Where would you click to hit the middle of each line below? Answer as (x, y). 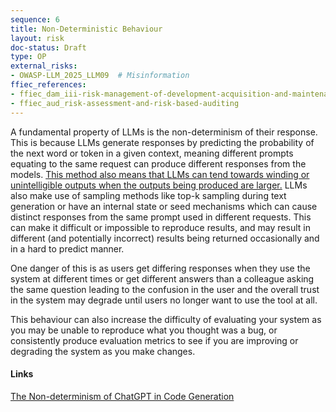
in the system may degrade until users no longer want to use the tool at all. (164, 300)
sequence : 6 (35, 19)
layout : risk (37, 38)
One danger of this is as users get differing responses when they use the (160, 268)
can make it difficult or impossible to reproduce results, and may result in (160, 227)
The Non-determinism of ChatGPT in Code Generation (122, 396)
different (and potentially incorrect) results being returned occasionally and (165, 238)
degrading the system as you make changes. (103, 351)
